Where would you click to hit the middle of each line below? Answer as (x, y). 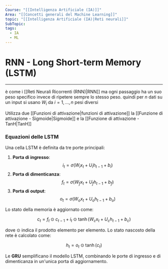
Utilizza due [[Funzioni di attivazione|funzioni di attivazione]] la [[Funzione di (84, 113)
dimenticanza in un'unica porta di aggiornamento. (56, 261)
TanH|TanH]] (18, 123)
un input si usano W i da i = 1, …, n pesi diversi (52, 103)
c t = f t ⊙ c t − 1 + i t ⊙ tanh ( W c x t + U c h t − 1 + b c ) (84, 220)
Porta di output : (29, 191)
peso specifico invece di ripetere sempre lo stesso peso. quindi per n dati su (84, 97)
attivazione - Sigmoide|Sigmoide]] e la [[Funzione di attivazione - (72, 118)
